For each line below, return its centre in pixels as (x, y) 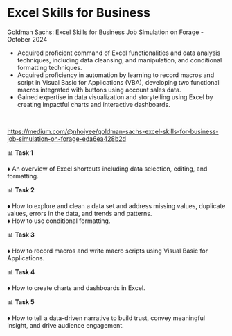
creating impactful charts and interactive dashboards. (94, 104)
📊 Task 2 (21, 190)
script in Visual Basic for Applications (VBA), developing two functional (118, 82)
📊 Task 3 (21, 235)
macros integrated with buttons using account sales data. (99, 90)
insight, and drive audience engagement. (66, 325)
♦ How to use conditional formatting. (59, 221)
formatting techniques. (50, 67)
